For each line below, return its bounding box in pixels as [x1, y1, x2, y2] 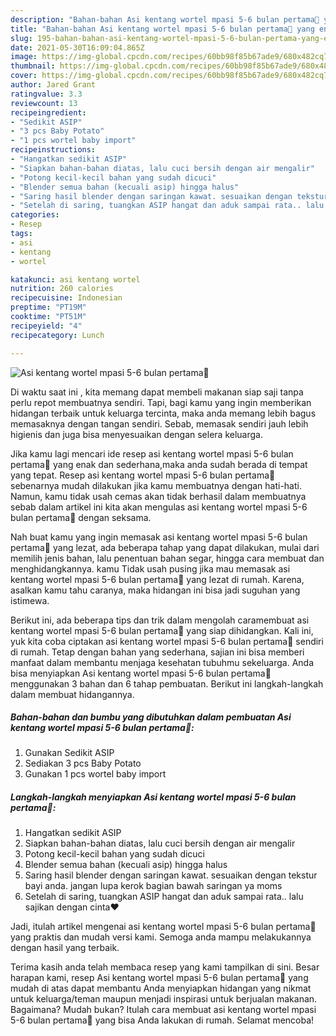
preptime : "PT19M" [10, 302, 87, 313]
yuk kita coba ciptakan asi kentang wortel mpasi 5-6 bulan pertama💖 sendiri [10, 635, 324, 647]
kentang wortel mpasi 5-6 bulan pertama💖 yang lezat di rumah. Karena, [10, 573, 305, 585]
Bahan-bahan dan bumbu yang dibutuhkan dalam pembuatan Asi [10, 711, 292, 723]
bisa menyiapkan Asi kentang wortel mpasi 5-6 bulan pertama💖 [10, 667, 272, 679]
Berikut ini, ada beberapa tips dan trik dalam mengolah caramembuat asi [10, 614, 310, 626]
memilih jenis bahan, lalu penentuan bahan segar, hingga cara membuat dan [10, 552, 325, 564]
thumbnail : [10, 61, 56, 71]
